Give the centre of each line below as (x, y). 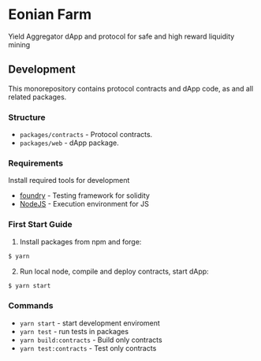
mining (19, 44)
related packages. (37, 97)
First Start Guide (40, 225)
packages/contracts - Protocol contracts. (86, 135)
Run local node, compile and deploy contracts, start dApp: (114, 271)
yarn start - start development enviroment (89, 323)
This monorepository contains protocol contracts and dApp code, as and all (131, 88)
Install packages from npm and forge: (80, 241)
